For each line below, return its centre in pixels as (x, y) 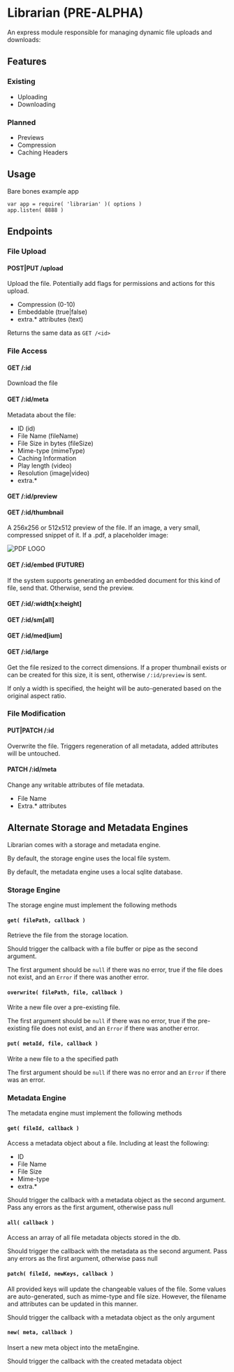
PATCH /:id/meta (32, 770)
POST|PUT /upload (35, 268)
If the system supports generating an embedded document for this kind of (114, 580)
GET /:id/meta (28, 399)
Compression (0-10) (46, 305)
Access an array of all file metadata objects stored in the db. (94, 1238)
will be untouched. (34, 753)
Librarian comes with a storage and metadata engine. (84, 844)
